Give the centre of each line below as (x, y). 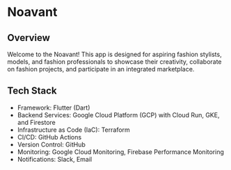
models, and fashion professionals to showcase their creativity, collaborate (114, 62)
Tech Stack (32, 91)
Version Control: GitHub (51, 144)
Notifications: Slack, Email (55, 159)
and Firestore (36, 122)
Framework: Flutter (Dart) (54, 108)
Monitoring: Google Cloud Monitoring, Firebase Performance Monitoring (121, 152)
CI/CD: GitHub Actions (49, 137)
